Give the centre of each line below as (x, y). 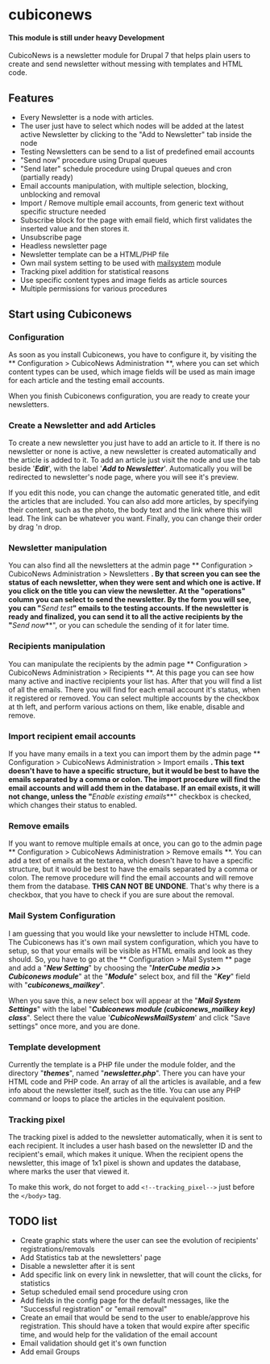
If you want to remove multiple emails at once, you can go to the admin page (135, 843)
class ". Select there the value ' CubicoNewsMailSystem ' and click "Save (129, 1017)
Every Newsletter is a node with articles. (87, 118)
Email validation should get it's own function (93, 1343)
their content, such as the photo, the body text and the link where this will (130, 510)
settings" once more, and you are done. (74, 1026)
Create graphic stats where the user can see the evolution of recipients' (139, 1241)
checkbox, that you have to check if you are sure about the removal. (122, 895)
